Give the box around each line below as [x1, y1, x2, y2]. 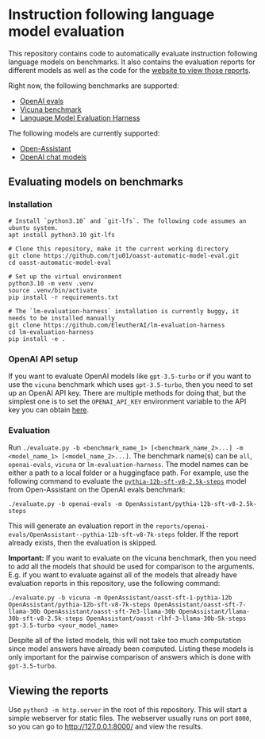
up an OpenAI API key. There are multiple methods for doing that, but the [8, 388, 247, 397]
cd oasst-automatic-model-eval [8, 258, 112, 266]
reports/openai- [155, 523, 209, 530]
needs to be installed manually [8, 314, 115, 322]
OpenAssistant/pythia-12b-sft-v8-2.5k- [125, 500, 258, 508]
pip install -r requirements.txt [8, 293, 119, 301]
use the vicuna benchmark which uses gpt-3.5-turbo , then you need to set [8, 379, 254, 389]
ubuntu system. [8, 224, 59, 232]
